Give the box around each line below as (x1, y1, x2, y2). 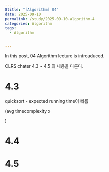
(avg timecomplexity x (5, 108, 51, 114)
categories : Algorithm (5, 21, 52, 26)
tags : (5, 26, 16, 31)
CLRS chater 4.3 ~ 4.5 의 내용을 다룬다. (5, 63, 84, 69)
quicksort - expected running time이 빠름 (5, 98, 89, 104)
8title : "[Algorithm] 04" (5, 7, 59, 12)
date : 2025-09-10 (5, 12, 41, 17)
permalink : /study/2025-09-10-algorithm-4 (5, 16, 95, 21)
